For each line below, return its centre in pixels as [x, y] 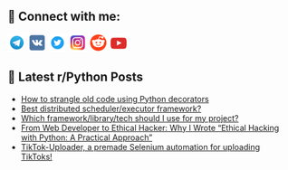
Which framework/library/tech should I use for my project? [130, 118]
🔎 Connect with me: [64, 17]
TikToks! [36, 156]
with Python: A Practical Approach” [86, 137]
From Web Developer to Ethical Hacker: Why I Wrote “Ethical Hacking [150, 127]
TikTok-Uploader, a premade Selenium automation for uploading [140, 146]
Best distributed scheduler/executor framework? [111, 109]
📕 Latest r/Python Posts [76, 77]
